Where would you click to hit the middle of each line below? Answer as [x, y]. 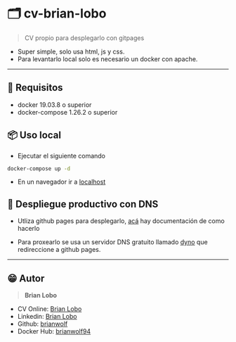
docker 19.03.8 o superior [54, 104]
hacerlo [28, 229]
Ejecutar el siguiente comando [61, 156]
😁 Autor [26, 278]
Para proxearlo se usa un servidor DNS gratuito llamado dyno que [113, 242]
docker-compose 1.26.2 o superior [67, 112]
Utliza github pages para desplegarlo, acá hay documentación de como [121, 221]
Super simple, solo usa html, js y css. [71, 51]
